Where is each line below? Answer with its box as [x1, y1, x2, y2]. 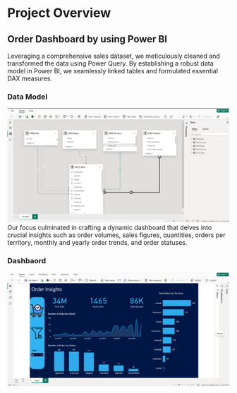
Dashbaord [7, 256, 47, 266]
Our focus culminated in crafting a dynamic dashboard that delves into [7, 224, 212, 232]
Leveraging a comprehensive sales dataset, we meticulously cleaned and [7, 52, 220, 60]
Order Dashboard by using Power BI [7, 33, 168, 45]
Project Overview [7, 5, 111, 21]
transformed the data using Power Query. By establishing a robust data [7, 59, 214, 68]
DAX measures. [7, 74, 53, 83]
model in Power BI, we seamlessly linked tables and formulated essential [7, 67, 219, 75]
